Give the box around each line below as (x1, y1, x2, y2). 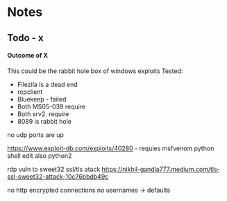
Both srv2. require (17, 109, 69, 118)
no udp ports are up (7, 130, 65, 139)
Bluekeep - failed (17, 95, 67, 103)
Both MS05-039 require (17, 102, 86, 111)
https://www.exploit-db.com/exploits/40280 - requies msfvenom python (7, 144, 215, 152)
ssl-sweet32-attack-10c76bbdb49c (7, 172, 109, 181)
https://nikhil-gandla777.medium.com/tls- (101, 165, 220, 173)
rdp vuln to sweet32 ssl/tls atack (7, 165, 101, 173)
